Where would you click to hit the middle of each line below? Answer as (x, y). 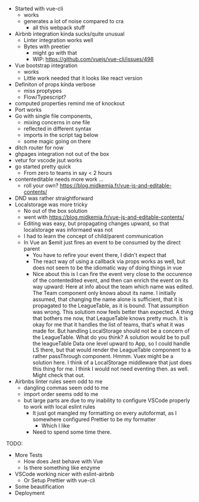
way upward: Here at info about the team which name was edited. (113, 287)
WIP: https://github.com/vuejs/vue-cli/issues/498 (93, 59)
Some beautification (39, 487)
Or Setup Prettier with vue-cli (59, 480)
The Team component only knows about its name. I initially (104, 293)
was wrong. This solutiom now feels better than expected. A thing (113, 312)
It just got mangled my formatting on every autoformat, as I (105, 413)
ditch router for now (39, 148)
